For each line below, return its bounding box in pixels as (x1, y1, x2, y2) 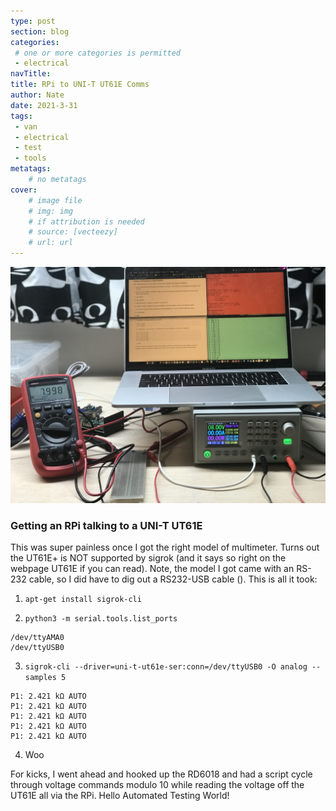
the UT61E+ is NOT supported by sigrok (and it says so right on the (10, 552, 287, 564)
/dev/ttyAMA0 (10, 633, 65, 643)
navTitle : (10, 69, 52, 79)
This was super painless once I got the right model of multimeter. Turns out (10, 541, 320, 554)
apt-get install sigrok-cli (24, 595, 142, 605)
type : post (10, 16, 56, 26)
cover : (10, 185, 38, 195)
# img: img (28, 206, 74, 216)
